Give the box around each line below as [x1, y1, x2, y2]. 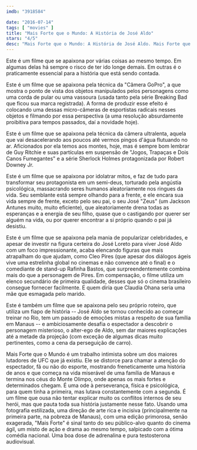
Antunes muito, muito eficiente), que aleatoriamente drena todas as [6, 204, 169, 211]
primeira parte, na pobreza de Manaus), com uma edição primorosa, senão [6, 413, 188, 420]
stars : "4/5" [6, 36, 38, 42]
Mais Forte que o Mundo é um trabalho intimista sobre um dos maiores [6, 351, 178, 358]
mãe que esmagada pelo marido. [6, 291, 86, 297]
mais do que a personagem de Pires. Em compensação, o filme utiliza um [6, 272, 184, 278]
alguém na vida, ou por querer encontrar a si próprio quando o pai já [6, 216, 172, 224]
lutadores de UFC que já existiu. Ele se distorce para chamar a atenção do [6, 357, 186, 364]
